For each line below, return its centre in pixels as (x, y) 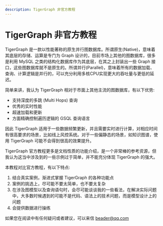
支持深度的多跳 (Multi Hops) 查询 (45, 100)
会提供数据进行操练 (31, 208)
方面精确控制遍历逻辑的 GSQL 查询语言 (51, 118)
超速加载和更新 (27, 112)
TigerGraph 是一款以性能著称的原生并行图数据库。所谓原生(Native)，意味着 (80, 49)
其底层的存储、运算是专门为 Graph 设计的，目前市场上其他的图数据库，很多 (81, 55)
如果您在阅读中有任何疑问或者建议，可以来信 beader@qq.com (67, 218)
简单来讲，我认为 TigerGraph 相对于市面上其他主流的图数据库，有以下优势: (80, 90)
